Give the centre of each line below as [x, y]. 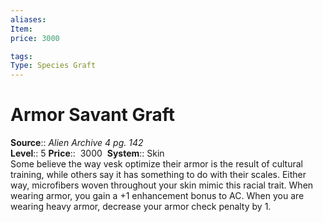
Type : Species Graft [53, 66]
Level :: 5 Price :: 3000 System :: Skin [87, 153]
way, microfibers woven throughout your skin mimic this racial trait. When [162, 185]
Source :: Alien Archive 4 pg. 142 [77, 143]
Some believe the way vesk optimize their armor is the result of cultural [156, 164]
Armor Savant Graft [93, 115]
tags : [21, 56]
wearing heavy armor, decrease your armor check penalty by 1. [141, 207]
